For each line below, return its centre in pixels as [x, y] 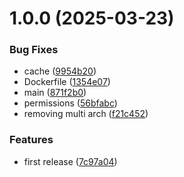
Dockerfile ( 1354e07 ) [67, 82]
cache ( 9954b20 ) [60, 71]
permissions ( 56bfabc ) [70, 103]
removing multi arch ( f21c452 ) [86, 114]
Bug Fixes [34, 50]
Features [31, 140]
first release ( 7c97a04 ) [70, 161]
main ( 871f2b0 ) [55, 93]
